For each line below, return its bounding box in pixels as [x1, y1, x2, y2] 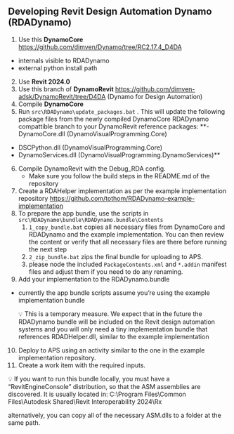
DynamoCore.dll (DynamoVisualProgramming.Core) [18, 129, 167, 138]
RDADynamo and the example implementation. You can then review [28, 230, 224, 238]
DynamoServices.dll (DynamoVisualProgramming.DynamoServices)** [18, 150, 221, 159]
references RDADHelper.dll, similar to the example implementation [18, 332, 209, 341]
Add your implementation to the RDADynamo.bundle [18, 275, 170, 283]
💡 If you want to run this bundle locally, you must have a [8, 374, 171, 383]
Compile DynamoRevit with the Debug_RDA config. [18, 164, 166, 173]
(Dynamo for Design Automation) [107, 92, 203, 100]
